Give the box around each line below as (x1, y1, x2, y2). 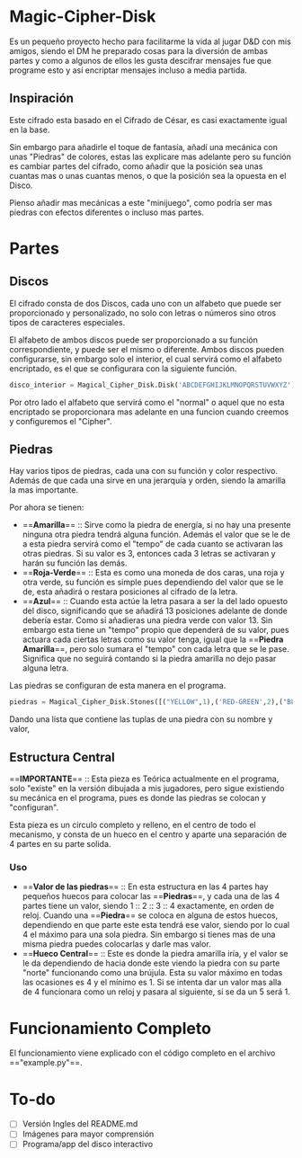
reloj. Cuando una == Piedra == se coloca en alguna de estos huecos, (22, 910, 279, 921)
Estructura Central (9, 749, 115, 765)
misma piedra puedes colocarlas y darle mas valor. (22, 939, 211, 949)
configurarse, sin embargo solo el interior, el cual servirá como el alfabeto (9, 353, 283, 364)
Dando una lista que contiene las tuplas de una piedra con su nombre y (9, 714, 273, 725)
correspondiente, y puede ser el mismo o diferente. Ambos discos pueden (9, 343, 285, 354)
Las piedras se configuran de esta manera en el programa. (9, 681, 226, 691)
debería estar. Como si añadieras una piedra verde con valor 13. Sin (22, 615, 273, 626)
